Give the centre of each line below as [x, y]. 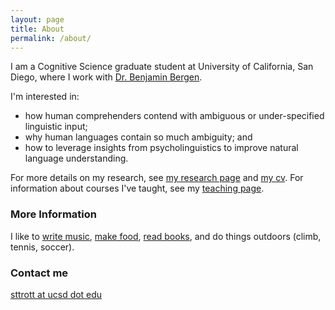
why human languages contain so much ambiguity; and [138, 137]
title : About [37, 29]
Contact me [39, 273]
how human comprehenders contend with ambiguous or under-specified [174, 116]
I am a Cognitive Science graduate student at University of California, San [162, 67]
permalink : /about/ [51, 38]
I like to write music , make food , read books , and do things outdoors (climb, [166, 236]
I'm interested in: [45, 97]
